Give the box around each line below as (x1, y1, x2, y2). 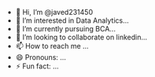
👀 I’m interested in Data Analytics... (15, 16, 130, 25)
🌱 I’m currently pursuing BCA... (15, 24, 116, 33)
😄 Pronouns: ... (15, 53, 67, 62)
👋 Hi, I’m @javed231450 (15, 8, 93, 16)
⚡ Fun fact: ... (15, 61, 59, 71)
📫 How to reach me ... (15, 42, 89, 50)
